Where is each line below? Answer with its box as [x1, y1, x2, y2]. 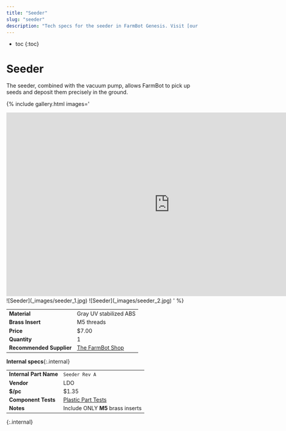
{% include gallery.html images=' [6, 100, 90, 108]
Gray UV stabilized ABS [76, 310, 136, 318]
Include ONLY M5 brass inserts [63, 405, 142, 412]
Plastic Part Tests [63, 396, 107, 403]
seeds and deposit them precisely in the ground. [6, 89, 128, 96]
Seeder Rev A [63, 372, 97, 378]
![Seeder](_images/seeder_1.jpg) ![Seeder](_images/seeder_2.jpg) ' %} [6, 297, 185, 304]
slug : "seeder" [6, 16, 45, 23]
